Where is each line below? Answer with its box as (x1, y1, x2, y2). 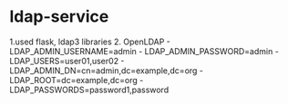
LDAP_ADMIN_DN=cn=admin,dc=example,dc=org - (9, 65, 203, 76)
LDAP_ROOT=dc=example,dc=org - (9, 74, 144, 85)
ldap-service (9, 6, 109, 27)
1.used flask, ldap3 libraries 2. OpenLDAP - (9, 36, 171, 47)
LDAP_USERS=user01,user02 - (9, 55, 125, 66)
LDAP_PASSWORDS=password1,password (9, 84, 170, 95)
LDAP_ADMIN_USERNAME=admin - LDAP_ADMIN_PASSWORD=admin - (9, 45, 280, 56)
